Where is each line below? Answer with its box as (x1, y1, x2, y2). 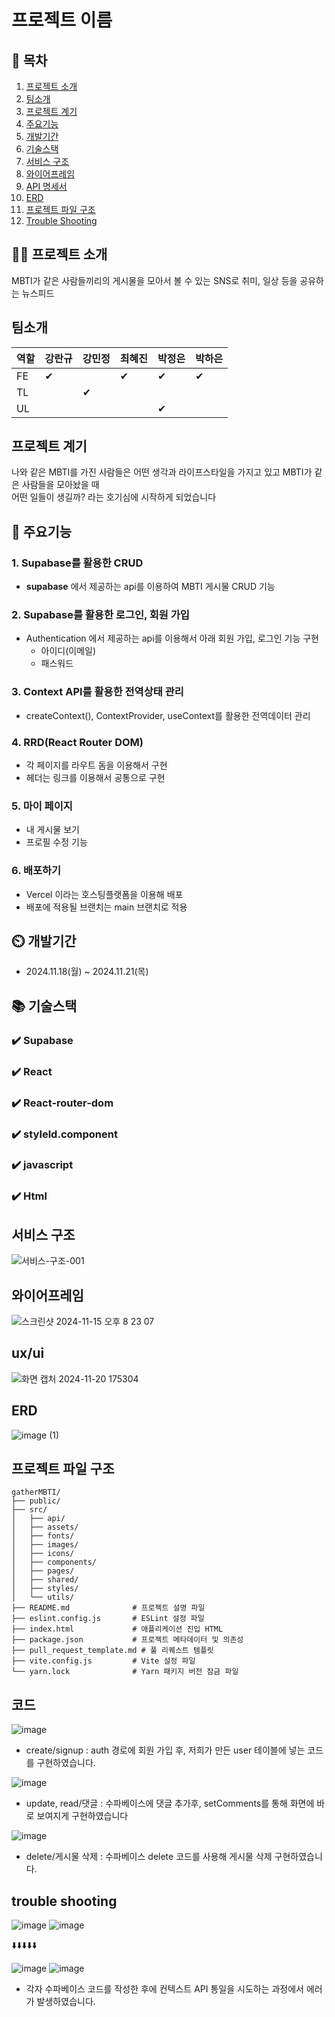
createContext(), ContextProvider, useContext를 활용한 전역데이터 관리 (25, 709, 311, 721)
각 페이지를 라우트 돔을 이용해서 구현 (25, 759, 168, 771)
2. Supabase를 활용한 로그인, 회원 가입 (11, 608, 190, 622)
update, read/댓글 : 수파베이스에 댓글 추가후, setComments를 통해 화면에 (25, 1797, 315, 1810)
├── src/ (11, 1505, 48, 1515)
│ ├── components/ (11, 1557, 98, 1568)
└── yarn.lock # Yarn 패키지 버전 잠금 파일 (11, 1667, 239, 1677)
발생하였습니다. (36, 1996, 96, 2008)
